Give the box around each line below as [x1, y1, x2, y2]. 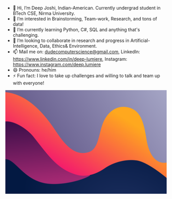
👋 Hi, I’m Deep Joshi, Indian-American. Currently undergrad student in [12, 5, 161, 11]
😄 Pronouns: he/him [12, 67, 56, 73]
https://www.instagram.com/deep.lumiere [12, 61, 101, 68]
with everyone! [12, 80, 45, 86]
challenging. [12, 32, 39, 38]
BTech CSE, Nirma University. [12, 10, 75, 16]
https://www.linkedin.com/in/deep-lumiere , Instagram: [12, 56, 127, 62]
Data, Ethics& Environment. [39, 43, 97, 49]
